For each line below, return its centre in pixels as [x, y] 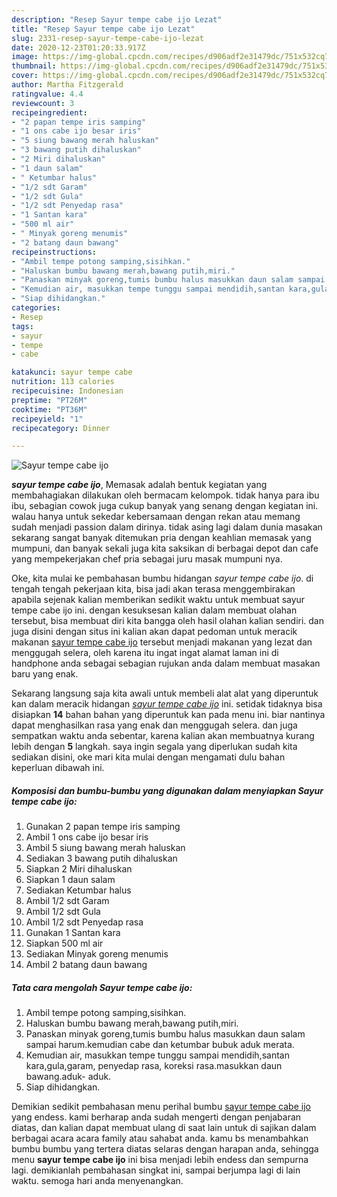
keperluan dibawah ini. [58, 768]
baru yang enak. [45, 674]
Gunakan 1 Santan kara [73, 933]
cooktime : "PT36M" [49, 409]
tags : [22, 326]
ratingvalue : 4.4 [47, 94]
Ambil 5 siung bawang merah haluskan [105, 848]
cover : [25, 76]
